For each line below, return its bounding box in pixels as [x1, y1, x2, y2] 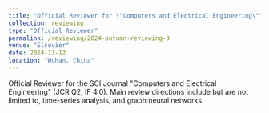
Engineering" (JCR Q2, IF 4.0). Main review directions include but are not [8, 87, 249, 96]
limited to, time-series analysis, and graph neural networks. [8, 95, 204, 105]
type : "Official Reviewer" [8, 26, 98, 34]
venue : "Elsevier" [8, 42, 70, 50]
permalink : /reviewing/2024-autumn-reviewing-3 [8, 34, 171, 42]
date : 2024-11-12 [8, 49, 66, 57]
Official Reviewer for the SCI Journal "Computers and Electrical [8, 78, 217, 88]
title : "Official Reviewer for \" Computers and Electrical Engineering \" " [8, 11, 263, 20]
